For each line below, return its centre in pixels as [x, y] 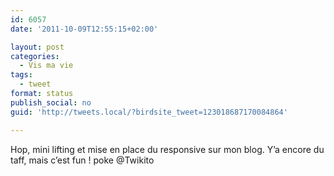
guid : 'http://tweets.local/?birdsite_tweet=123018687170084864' [149, 112]
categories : [35, 56]
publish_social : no [51, 102]
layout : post [37, 47]
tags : [21, 75]
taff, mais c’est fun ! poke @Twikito [82, 160]
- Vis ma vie [46, 66]
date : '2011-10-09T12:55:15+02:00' [84, 29]
